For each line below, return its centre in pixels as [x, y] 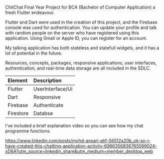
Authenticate [48, 105]
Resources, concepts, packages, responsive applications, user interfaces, [81, 63]
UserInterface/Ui [53, 89]
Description [48, 80]
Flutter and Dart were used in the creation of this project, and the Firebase [81, 22]
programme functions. [28, 131]
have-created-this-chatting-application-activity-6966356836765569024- [81, 146]
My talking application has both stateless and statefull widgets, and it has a [82, 48]
